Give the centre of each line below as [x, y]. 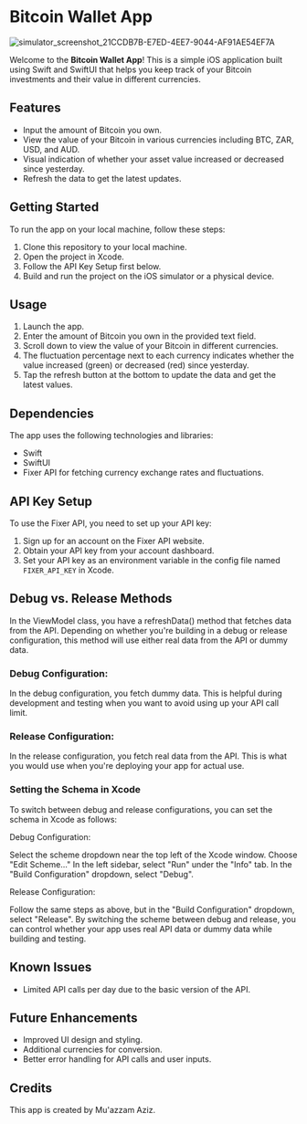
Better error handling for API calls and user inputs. [117, 1059]
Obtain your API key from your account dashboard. [118, 551]
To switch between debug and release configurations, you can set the [141, 809]
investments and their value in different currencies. [105, 79]
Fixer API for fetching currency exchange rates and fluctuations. [143, 473]
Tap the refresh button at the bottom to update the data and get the [149, 375]
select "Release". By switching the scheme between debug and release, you [153, 919]
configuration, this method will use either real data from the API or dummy [148, 640]
